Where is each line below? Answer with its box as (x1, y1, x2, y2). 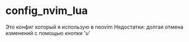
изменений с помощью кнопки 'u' (5, 29, 91, 36)
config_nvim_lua (5, 4, 88, 17)
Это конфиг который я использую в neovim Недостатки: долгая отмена (5, 23, 184, 30)
